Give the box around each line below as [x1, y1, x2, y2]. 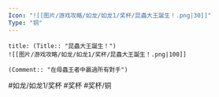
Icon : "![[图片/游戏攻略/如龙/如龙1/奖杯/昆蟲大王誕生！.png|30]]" [8, 11, 212, 20]
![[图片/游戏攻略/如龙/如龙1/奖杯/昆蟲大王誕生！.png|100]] [8, 50, 187, 58]
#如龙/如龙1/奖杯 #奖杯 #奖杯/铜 [8, 80, 112, 90]
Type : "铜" [8, 19, 43, 27]
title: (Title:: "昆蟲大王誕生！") [8, 42, 117, 50]
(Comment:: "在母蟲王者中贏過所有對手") [8, 65, 128, 73]
